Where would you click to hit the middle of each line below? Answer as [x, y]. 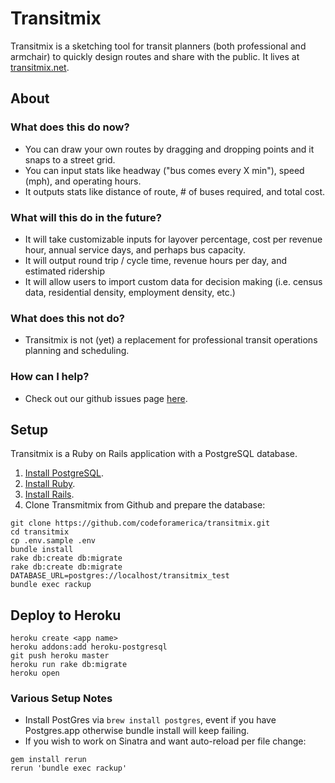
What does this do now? [70, 127]
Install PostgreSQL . [64, 473]
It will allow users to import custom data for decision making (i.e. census [173, 281]
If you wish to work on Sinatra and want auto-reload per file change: [165, 741]
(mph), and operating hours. [83, 181]
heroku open [35, 673]
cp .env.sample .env [53, 541]
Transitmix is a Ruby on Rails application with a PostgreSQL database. [154, 454]
